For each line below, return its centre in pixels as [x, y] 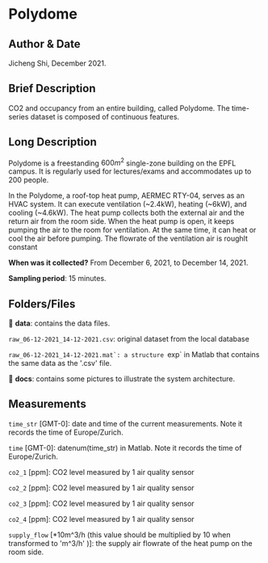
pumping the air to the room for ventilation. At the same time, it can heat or [132, 230]
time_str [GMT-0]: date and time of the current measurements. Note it [126, 423]
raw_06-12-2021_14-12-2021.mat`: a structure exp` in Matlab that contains [134, 355]
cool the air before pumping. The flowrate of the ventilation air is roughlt [128, 238]
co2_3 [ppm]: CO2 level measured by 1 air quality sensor [102, 503]
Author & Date [44, 44]
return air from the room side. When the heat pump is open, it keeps [121, 221]
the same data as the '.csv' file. [60, 363]
